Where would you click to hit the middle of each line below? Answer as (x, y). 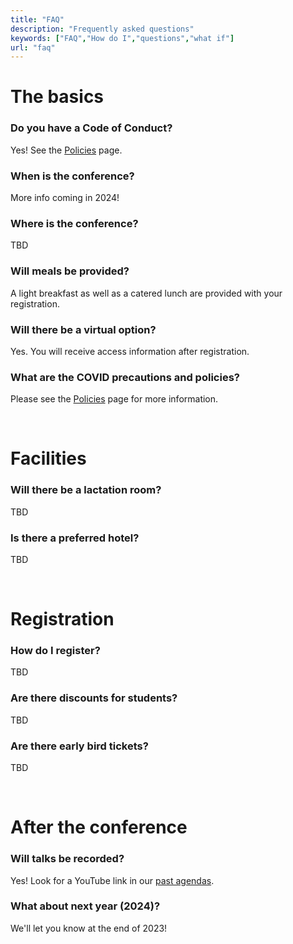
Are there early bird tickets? (79, 746)
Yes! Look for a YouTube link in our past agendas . (112, 880)
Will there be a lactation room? (86, 490)
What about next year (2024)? (85, 906)
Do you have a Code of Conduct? (91, 128)
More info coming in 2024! (65, 198)
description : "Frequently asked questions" (102, 29)
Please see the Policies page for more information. (114, 399)
